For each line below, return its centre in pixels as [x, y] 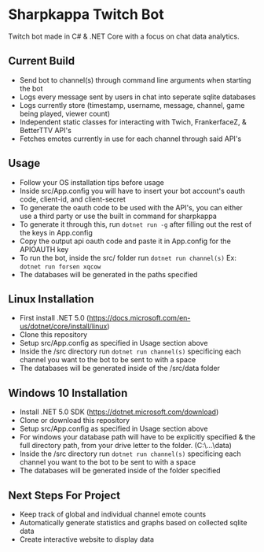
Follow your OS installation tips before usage [92, 182]
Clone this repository [53, 335]
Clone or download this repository [75, 420]
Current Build [42, 61]
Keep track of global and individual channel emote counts [113, 514]
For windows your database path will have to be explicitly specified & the [137, 437]
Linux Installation [51, 299]
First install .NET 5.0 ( [54, 318]
